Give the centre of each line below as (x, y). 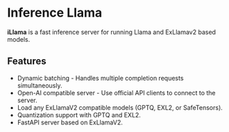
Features (27, 61)
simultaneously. (40, 85)
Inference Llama (55, 13)
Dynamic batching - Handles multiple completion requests (100, 78)
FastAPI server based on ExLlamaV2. (70, 122)
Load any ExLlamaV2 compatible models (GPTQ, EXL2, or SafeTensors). (120, 107)
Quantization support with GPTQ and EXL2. (79, 115)
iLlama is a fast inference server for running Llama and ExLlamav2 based (112, 32)
